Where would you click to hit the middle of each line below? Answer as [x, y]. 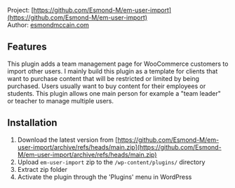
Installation [32, 123]
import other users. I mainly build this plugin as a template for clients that [113, 71]
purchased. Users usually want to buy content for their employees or [107, 86]
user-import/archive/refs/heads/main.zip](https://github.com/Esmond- [120, 147]
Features [27, 47]
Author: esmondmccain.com [48, 25]
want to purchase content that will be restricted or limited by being [103, 78]
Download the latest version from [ [67, 140]
